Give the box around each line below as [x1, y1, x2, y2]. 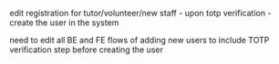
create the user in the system [9, 17, 119, 28]
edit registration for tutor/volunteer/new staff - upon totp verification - [9, 8, 272, 18]
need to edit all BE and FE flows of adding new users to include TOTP [9, 35, 270, 45]
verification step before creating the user [9, 44, 164, 55]
